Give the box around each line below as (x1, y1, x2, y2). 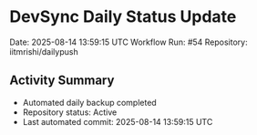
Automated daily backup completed (22, 97, 157, 108)
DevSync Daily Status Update (9, 6, 237, 27)
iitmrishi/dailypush (9, 46, 79, 57)
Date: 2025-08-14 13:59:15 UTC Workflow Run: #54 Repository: (9, 36, 248, 47)
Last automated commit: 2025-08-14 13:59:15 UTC (22, 116, 213, 127)
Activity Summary (9, 73, 115, 88)
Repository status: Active (22, 107, 118, 118)
